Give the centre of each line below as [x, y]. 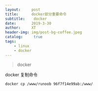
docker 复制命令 [21, 74]
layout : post [23, 10]
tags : [11, 42]
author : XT [21, 28]
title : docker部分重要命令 [36, 14]
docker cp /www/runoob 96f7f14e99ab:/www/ [49, 84]
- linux [22, 46]
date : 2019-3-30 [28, 23]
